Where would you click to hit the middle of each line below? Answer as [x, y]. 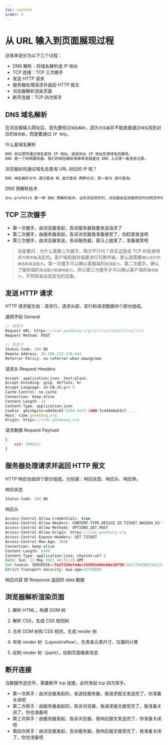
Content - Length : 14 [25, 401]
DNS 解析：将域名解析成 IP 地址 [45, 66]
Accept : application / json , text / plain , [47, 378]
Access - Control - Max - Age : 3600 [37, 541]
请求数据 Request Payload [32, 430]
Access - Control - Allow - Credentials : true [48, 518]
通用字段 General [23, 317]
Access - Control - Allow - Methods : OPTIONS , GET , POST [57, 528]
